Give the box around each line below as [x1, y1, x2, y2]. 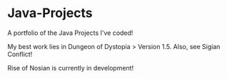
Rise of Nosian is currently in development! [7, 63, 134, 72]
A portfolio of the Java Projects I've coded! [7, 28, 133, 37]
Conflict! [7, 50, 33, 58]
